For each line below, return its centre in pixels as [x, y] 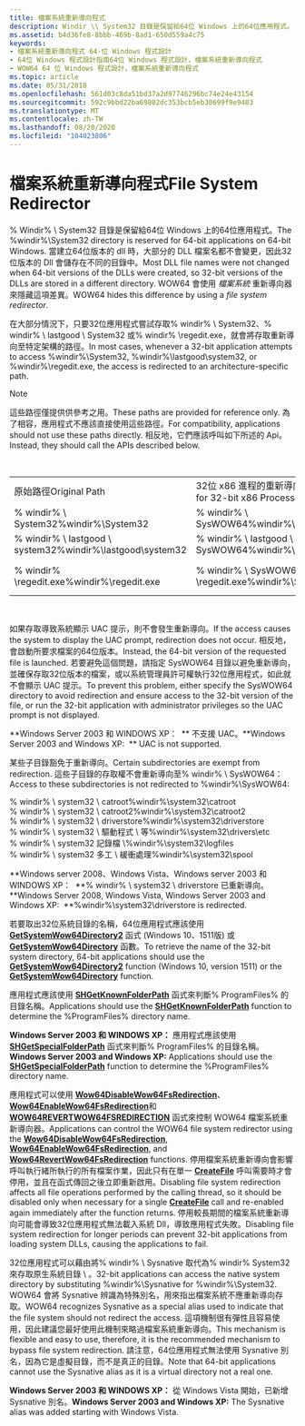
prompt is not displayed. [54, 715]
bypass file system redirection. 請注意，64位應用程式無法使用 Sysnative [144, 1350]
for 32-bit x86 [227, 498]
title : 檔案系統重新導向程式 [58, 18]
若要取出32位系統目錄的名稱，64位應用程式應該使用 [107, 924]
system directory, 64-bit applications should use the [107, 956]
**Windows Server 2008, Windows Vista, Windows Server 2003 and [138, 895]
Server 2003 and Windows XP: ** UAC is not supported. [116, 743]
